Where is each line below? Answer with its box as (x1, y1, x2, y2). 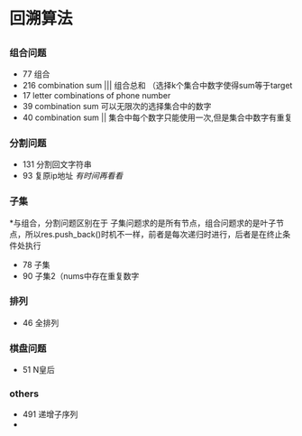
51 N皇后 (22, 365, 56, 376)
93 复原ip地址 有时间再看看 (22, 171, 124, 181)
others (9, 387, 39, 400)
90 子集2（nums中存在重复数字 (22, 270, 140, 281)
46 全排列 (22, 317, 59, 328)
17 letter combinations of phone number (22, 89, 171, 100)
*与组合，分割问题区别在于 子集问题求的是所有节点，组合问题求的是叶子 (9, 218, 277, 228)
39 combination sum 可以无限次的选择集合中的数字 (22, 100, 212, 111)
